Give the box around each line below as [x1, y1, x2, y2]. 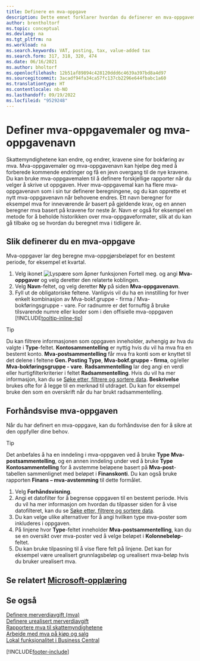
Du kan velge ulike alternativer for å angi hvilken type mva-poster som [14, 514, 187, 521]
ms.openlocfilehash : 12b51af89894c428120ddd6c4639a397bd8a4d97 [6, 70, 167, 76]
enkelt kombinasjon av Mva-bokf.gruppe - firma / [14, 296, 136, 303]
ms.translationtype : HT [6, 81, 65, 87]
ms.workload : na [6, 42, 46, 48]
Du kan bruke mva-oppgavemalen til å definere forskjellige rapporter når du [6, 174, 192, 182]
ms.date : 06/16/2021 [6, 59, 58, 64]
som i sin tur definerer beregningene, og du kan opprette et [40, 187, 186, 195]
